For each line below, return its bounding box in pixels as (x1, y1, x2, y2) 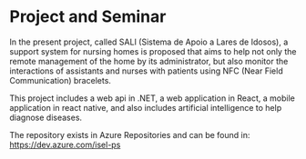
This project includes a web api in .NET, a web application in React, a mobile (9, 93, 296, 104)
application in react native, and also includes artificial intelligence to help (9, 102, 282, 113)
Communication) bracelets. (9, 75, 112, 85)
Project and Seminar (9, 6, 167, 27)
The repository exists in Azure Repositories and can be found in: (9, 129, 250, 140)
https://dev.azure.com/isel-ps (9, 139, 121, 150)
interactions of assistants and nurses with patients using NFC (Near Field (9, 65, 284, 76)
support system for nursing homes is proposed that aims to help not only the (9, 45, 297, 56)
